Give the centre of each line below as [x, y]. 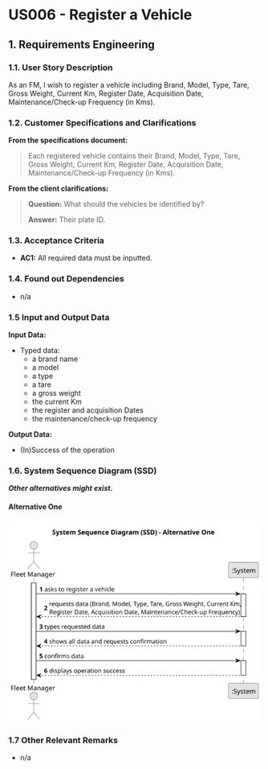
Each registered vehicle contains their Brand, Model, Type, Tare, [134, 156]
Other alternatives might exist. [61, 488]
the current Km [57, 402]
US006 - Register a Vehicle [100, 15]
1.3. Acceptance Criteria [56, 241]
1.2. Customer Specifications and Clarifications [102, 122]
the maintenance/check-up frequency [95, 419]
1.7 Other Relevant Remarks [63, 740]
